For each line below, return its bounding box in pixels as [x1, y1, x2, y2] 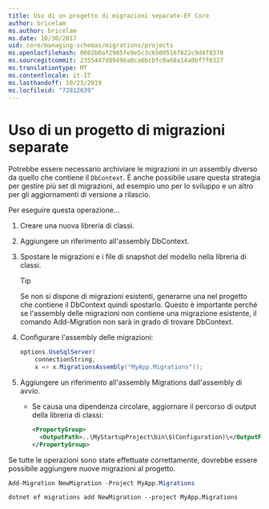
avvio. [19, 386, 41, 395]
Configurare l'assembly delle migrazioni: [19, 333, 154, 342]
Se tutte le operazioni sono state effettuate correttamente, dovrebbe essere [8, 454, 258, 465]
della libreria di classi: [31, 410, 104, 419]
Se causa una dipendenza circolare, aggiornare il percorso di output [31, 402, 257, 411]
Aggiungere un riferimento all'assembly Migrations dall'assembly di [19, 378, 243, 387]
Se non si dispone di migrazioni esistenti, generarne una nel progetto [19, 292, 248, 301]
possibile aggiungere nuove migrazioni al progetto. [8, 463, 176, 473]
